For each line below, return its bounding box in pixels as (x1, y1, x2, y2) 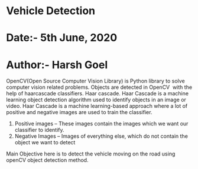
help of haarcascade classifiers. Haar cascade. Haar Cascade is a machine (6, 90, 189, 97)
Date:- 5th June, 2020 (6, 31, 118, 45)
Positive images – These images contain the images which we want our (14, 120, 189, 127)
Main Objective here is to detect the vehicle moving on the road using (6, 150, 176, 157)
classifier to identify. (14, 127, 64, 134)
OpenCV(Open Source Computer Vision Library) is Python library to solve (6, 78, 185, 85)
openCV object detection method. (6, 157, 89, 164)
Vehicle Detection (6, 4, 96, 18)
